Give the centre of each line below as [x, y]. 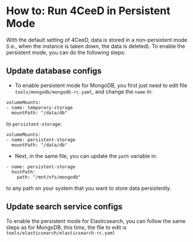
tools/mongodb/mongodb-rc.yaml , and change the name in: [84, 91]
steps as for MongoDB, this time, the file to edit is [67, 227]
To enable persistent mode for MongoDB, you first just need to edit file [101, 85]
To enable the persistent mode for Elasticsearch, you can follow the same [96, 221]
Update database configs [54, 71]
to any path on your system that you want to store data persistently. [89, 188]
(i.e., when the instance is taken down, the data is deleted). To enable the [96, 46]
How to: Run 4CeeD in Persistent [88, 11]
